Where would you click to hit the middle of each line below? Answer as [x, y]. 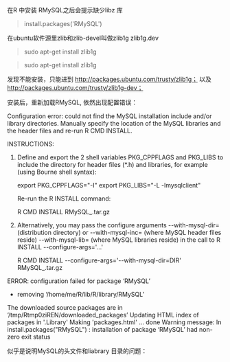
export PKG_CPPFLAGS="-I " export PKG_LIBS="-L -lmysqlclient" [109, 185]
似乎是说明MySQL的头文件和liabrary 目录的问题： [77, 351]
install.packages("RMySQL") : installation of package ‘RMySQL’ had [102, 329]
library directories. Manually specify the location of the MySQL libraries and [114, 123]
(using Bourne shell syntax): [57, 172]
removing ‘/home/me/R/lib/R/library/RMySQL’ [81, 294]
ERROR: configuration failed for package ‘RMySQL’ [79, 281]
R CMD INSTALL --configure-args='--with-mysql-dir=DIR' [99, 260]
